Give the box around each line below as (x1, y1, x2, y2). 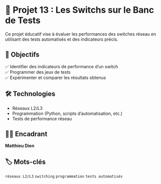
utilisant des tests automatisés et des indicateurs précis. (5, 36, 118, 42)
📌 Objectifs (5, 51, 40, 59)
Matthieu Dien (5, 143, 35, 149)
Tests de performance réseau (12, 115, 72, 122)
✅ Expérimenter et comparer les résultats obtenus (5, 75, 106, 80)
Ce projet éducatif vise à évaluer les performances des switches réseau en (5, 31, 157, 37)
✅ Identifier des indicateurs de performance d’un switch (5, 63, 118, 69)
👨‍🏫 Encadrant (5, 130, 47, 138)
